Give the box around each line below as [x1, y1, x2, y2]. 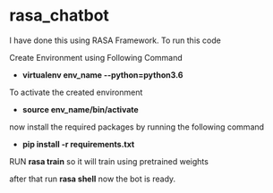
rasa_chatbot [9, 5, 110, 26]
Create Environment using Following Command [9, 52, 183, 63]
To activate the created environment [9, 87, 143, 97]
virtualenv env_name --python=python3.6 [21, 69, 183, 80]
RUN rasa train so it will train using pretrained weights [9, 155, 209, 166]
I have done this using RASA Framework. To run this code [9, 35, 221, 46]
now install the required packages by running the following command [9, 122, 265, 132]
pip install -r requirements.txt [21, 138, 135, 149]
